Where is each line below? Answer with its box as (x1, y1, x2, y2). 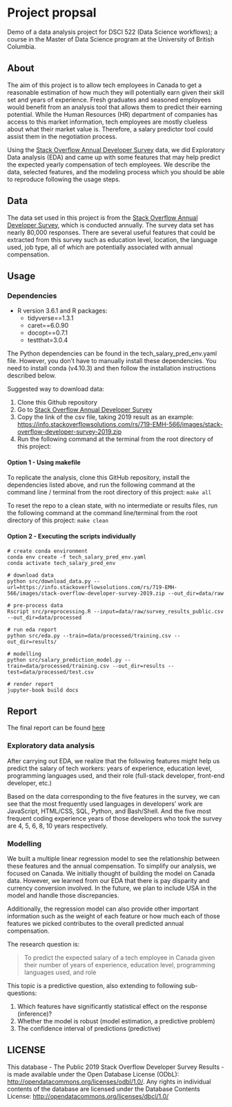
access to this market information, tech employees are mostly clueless (7, 118, 208, 126)
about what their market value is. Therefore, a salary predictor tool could (7, 124, 213, 133)
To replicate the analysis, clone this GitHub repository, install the (7, 474, 190, 482)
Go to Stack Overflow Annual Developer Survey (17, 406, 153, 414)
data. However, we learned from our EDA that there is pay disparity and (7, 877, 210, 885)
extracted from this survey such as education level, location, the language (7, 235, 217, 243)
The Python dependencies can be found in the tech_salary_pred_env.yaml (7, 349, 217, 357)
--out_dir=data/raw (168, 590, 224, 597)
